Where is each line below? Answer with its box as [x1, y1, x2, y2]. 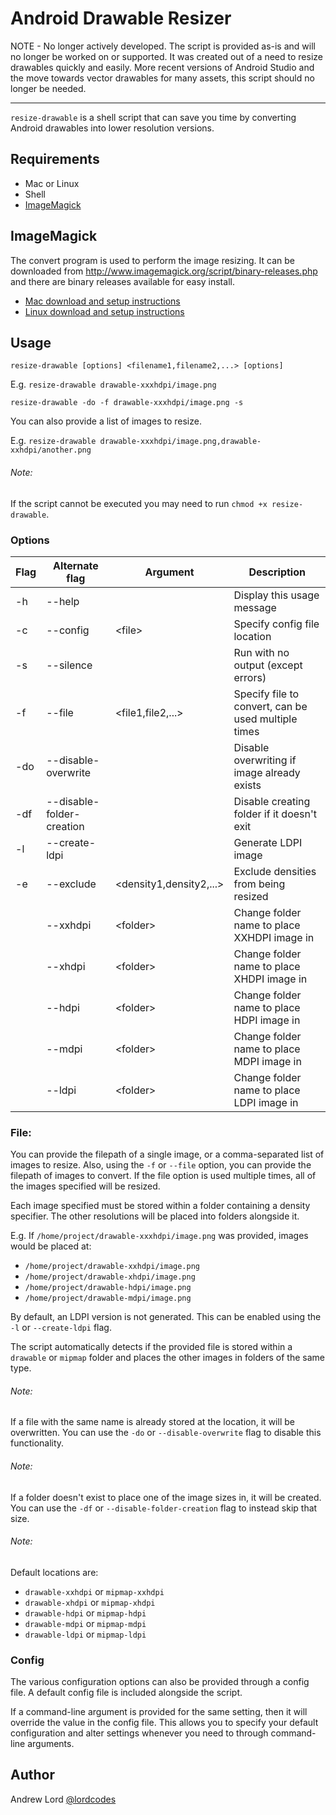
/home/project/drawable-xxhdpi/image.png [24, 1262, 200, 1272]
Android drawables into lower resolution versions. [10, 122, 215, 134]
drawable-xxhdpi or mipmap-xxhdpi [24, 1585, 165, 1597]
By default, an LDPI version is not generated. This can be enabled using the [10, 1311, 322, 1323]
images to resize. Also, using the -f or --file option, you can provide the [10, 1159, 312, 1171]
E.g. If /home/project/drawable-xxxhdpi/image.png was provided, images [10, 1230, 309, 1242]
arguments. [27, 1738, 75, 1750]
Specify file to [233, 687, 300, 701]
